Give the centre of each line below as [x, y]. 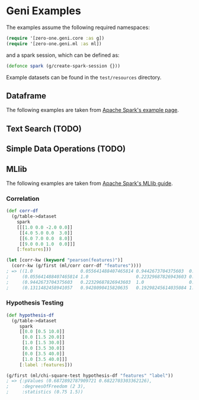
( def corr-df [22, 211]
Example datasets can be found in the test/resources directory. [84, 77]
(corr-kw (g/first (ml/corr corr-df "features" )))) [77, 266]
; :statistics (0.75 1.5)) [45, 392]
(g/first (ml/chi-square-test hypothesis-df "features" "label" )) [90, 375]
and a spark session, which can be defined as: [63, 55]
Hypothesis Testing [35, 303]
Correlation [23, 199]
